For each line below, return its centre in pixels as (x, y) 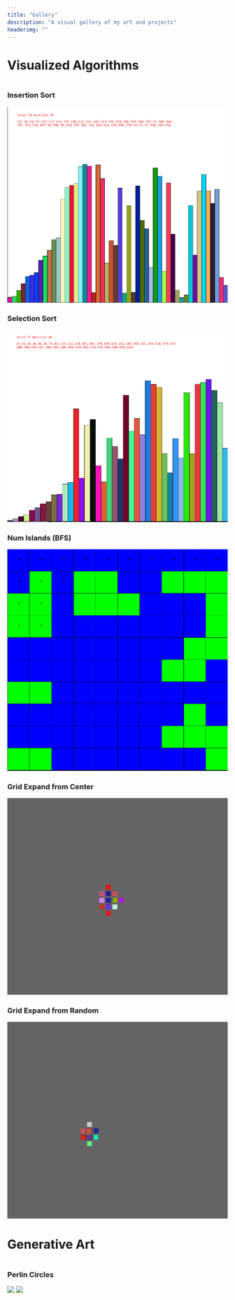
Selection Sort (32, 318)
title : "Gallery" (33, 15)
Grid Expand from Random (53, 1011)
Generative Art (51, 1244)
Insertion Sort (31, 95)
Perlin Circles (30, 1274)
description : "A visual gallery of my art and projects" (92, 22)
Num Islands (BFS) (40, 538)
